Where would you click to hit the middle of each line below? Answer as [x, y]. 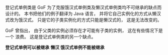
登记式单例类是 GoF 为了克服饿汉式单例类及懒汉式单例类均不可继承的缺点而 [83, 7]
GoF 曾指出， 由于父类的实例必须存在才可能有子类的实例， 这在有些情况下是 [84, 30]
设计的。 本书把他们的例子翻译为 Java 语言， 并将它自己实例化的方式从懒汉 [83, 13]
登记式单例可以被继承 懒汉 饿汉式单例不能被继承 [55, 47]
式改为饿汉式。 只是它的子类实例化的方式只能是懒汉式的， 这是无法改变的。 [83, 20]
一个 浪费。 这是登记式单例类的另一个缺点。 [51, 37]
